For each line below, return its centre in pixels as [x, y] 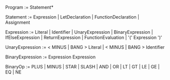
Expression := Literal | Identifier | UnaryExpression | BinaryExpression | [79, 32]
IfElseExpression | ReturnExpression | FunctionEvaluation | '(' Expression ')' [84, 37]
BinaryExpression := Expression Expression [51, 57]
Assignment [18, 22]
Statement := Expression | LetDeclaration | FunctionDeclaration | [72, 17]
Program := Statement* [29, 7]
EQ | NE [13, 72]
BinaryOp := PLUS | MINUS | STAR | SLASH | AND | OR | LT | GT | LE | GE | [82, 67]
